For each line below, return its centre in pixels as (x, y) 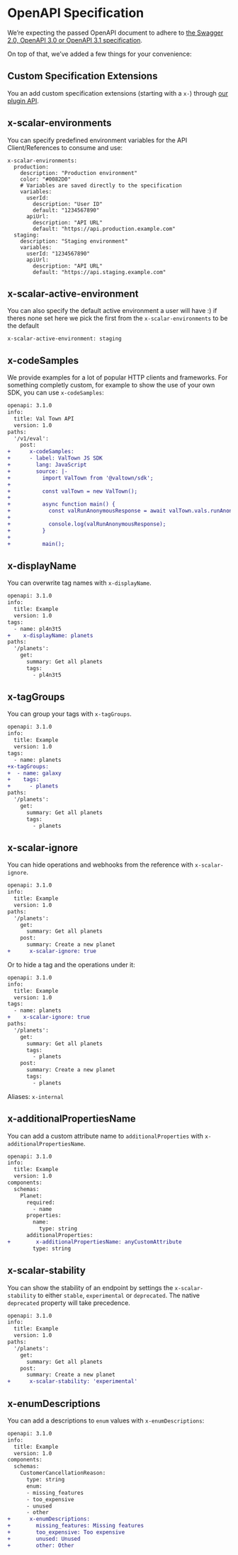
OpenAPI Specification (76, 13)
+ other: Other (41, 1545)
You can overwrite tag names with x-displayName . (79, 583)
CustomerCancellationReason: (63, 1473)
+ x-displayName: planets (50, 635)
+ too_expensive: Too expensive (66, 1532)
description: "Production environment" (79, 173)
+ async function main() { (61, 504)
